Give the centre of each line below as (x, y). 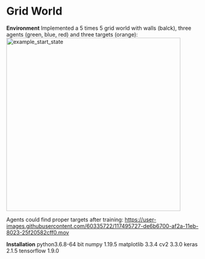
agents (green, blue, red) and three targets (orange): (72, 34)
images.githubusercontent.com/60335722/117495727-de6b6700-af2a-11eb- (103, 226)
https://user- (141, 219)
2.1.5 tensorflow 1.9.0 (33, 250)
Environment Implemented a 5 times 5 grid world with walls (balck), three (99, 28)
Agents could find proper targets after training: (65, 219)
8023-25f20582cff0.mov (38, 232)
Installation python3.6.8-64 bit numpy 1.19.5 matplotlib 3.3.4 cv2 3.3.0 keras (102, 244)
